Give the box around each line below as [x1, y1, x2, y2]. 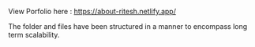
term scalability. [8, 31, 60, 39]
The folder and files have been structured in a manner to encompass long [8, 22, 248, 31]
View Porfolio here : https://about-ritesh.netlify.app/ [8, 7, 176, 16]
